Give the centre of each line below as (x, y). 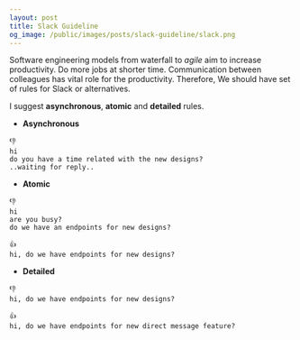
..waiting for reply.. (52, 168)
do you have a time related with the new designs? (106, 160)
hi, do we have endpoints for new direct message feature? (123, 326)
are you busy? (36, 220)
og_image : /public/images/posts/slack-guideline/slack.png (123, 34)
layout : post (34, 18)
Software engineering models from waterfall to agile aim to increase (136, 60)
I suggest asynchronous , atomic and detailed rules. (107, 106)
